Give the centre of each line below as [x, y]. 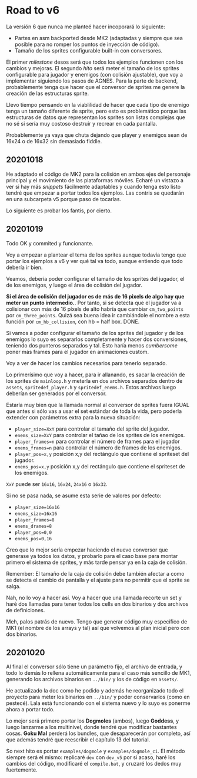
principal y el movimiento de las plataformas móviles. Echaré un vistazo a [95, 180]
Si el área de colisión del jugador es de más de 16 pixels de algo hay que [95, 296]
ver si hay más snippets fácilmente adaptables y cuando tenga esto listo [94, 186]
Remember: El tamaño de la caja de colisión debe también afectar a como [95, 573]
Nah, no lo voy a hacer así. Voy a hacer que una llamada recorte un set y [94, 598]
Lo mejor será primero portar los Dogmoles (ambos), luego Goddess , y [93, 721]
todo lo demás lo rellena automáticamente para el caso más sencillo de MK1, [98, 673]
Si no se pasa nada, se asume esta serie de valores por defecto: [84, 495]
